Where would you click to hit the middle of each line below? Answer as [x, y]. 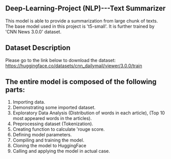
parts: [15, 90]
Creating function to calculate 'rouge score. [59, 129]
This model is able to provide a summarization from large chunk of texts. [82, 21]
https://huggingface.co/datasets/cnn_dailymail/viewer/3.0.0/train [74, 66]
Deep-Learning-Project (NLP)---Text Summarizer [85, 8]
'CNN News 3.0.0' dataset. [33, 32]
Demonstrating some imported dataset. [54, 108]
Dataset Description [38, 48]
